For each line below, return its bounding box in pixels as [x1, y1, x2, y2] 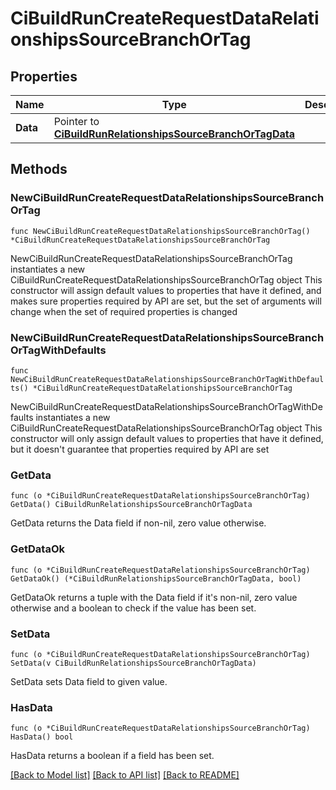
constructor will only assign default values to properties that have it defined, [10, 432, 324, 444]
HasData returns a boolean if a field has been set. [10, 750, 215, 762]
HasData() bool [10, 732, 74, 742]
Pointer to [53, 115, 100, 128]
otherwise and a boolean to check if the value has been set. [10, 602, 257, 614]
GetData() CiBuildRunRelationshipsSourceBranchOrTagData [10, 500, 253, 510]
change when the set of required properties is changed [10, 305, 238, 317]
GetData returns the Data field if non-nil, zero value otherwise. [10, 517, 267, 529]
